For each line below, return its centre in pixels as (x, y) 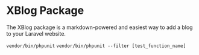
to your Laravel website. (36, 33)
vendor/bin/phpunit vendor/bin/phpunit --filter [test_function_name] (96, 46)
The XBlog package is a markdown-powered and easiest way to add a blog (99, 27)
